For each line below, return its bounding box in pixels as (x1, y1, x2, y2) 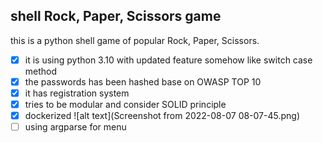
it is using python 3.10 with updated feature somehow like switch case (24, 54, 313, 66)
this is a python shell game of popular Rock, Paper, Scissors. (10, 34, 260, 46)
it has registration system (24, 87, 130, 99)
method (24, 65, 58, 77)
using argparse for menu (24, 121, 127, 133)
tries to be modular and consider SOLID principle (24, 99, 227, 110)
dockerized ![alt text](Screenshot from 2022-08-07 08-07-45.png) (24, 110, 301, 122)
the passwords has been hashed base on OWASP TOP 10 (24, 75, 262, 88)
